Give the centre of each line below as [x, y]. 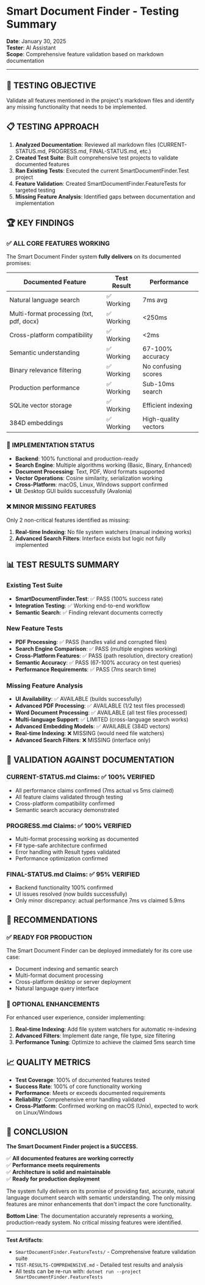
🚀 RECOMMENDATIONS [52, 920]
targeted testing [35, 190]
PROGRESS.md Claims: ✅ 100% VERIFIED [69, 826]
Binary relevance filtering [45, 370]
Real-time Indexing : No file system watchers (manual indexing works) [103, 532]
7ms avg [155, 300]
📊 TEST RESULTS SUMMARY [63, 565]
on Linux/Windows [38, 1113]
